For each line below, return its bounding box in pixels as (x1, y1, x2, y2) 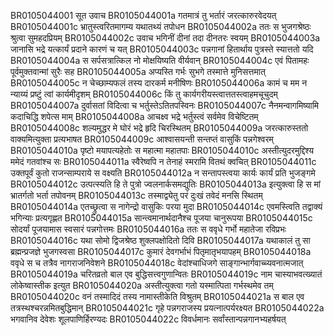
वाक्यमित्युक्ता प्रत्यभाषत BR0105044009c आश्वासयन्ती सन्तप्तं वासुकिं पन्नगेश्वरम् (10, 133, 274, 145)
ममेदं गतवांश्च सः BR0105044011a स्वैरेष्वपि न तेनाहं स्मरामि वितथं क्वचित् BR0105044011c (10, 156, 317, 167)
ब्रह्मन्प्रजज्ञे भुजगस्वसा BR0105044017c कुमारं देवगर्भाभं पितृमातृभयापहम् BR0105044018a (10, 246, 312, 257)
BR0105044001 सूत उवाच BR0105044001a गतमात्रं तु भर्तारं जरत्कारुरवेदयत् (10, 10, 277, 21)
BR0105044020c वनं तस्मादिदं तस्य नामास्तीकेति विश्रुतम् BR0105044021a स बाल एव (10, 291, 305, 302)
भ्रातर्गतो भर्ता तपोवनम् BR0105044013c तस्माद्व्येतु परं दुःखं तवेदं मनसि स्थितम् (10, 190, 263, 201)
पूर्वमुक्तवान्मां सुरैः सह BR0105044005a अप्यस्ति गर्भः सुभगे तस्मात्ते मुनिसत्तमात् (10, 66, 266, 77)
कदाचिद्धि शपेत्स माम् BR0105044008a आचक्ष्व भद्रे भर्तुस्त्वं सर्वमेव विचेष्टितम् (10, 111, 259, 122)
